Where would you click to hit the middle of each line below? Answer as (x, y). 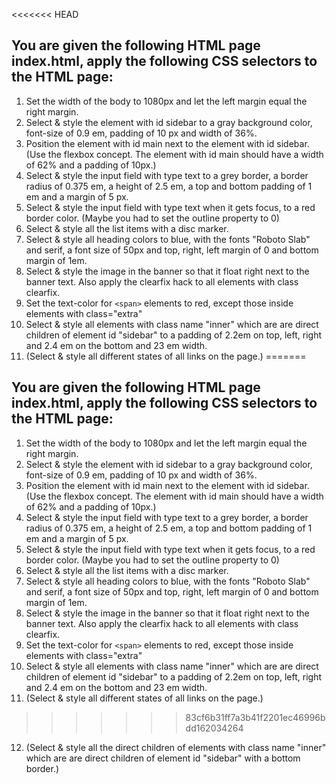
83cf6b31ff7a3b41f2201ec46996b (255, 717)
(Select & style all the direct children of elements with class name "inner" (176, 747)
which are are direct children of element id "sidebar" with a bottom (163, 758)
